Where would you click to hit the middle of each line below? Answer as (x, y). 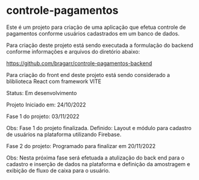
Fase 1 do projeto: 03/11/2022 (43, 116)
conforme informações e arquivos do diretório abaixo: (73, 51)
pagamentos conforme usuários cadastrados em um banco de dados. (93, 33)
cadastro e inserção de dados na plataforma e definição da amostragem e (98, 164)
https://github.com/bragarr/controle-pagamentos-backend (79, 63)
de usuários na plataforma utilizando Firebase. (64, 134)
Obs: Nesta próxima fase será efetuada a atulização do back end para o (96, 158)
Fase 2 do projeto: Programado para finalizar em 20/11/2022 (81, 146)
